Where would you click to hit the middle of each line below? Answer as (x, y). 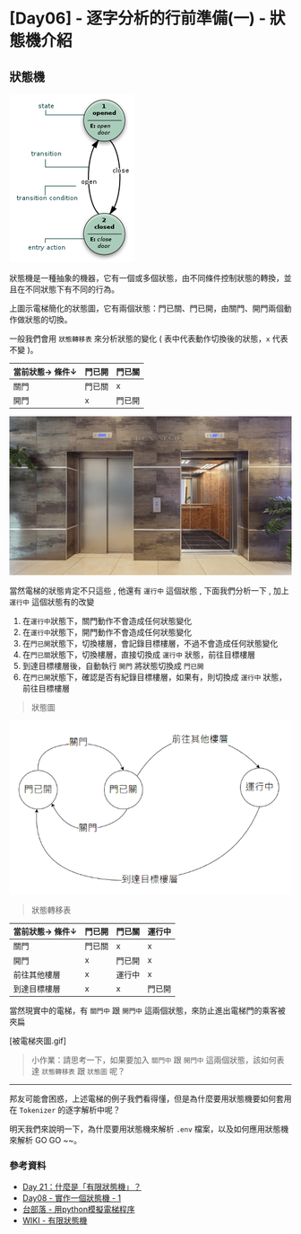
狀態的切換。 (48, 319)
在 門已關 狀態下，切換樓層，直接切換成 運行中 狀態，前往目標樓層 (139, 655)
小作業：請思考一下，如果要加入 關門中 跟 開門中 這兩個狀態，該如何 (154, 1060)
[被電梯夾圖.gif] (38, 1040)
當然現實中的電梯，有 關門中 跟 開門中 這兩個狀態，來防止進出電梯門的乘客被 (148, 1010)
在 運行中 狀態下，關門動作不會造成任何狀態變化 (107, 621)
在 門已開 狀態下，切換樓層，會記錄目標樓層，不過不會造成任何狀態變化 (150, 644)
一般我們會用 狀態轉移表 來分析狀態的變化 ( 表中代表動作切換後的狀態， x (140, 339)
